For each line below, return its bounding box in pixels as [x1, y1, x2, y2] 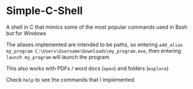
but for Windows [6, 29, 46, 36]
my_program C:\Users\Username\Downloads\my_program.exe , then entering [6, 47, 181, 54]
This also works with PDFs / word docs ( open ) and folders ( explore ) [6, 64, 169, 71]
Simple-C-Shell [6, 4, 83, 18]
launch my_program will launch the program [6, 53, 110, 60]
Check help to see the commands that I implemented [6, 76, 134, 83]
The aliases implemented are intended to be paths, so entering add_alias [6, 41, 184, 48]
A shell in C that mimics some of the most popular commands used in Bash [6, 23, 188, 30]
